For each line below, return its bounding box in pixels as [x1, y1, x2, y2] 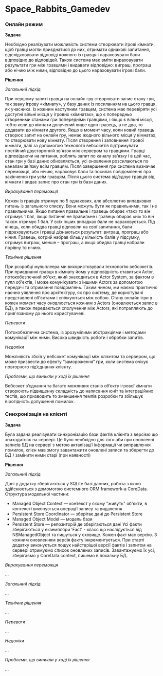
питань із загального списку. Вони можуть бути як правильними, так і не [5, 203, 157, 209]
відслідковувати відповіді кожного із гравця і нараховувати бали [5, 52, 140, 58]
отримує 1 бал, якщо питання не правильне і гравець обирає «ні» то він [5, 214, 154, 220]
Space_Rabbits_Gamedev [5, 3, 110, 15]
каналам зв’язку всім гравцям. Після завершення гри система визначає [5, 163, 156, 169]
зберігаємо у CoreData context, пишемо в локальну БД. [12, 552, 128, 558]
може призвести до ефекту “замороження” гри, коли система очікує [5, 359, 148, 365]
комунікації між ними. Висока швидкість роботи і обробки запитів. [5, 335, 145, 340]
